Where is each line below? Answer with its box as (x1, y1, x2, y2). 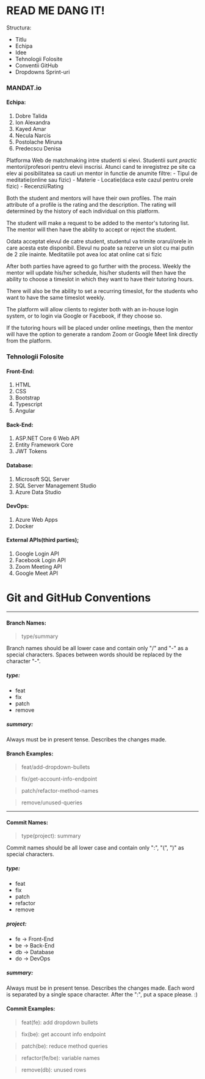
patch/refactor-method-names (21, 787, 99, 795)
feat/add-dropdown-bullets (21, 763, 90, 771)
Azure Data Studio (15, 488, 62, 495)
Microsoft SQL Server (15, 475, 70, 483)
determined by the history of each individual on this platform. (6, 207, 160, 215)
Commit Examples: (6, 1004, 56, 1012)
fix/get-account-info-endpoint (21, 775, 98, 783)
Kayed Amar (15, 125, 47, 133)
